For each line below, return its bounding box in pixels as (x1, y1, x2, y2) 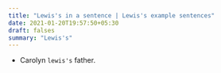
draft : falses (8, 26, 56, 34)
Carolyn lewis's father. (19, 56, 96, 65)
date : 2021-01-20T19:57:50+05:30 (8, 19, 119, 27)
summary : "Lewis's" (8, 33, 73, 42)
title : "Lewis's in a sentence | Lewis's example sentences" (8, 11, 215, 20)
